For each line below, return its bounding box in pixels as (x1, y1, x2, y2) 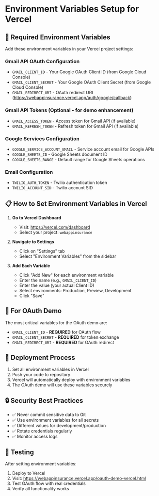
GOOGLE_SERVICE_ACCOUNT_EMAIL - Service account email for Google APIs (12, 146, 155, 152)
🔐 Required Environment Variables (5, 33, 111, 41)
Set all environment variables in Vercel (12, 366, 89, 372)
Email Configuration (5, 168, 53, 175)
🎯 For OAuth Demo (5, 307, 62, 315)
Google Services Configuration (5, 135, 80, 142)
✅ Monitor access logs (12, 433, 58, 440)
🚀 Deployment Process (5, 353, 75, 362)
